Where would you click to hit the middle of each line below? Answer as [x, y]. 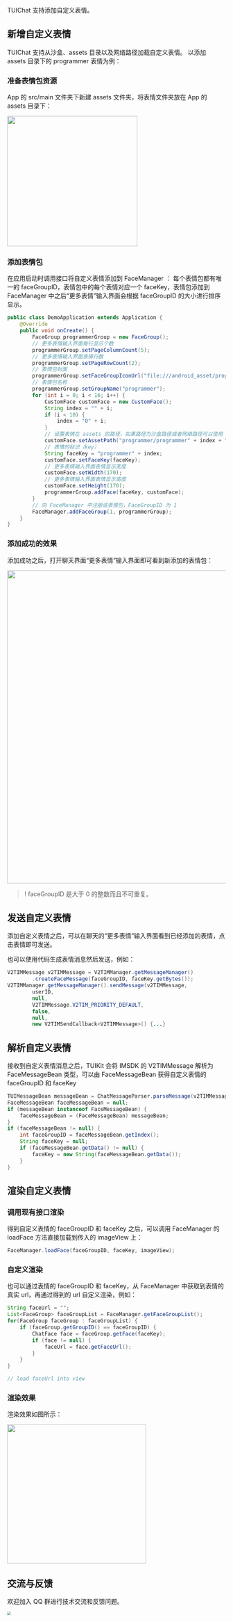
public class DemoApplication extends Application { [85, 318]
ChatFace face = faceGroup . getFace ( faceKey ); [99, 1333]
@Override [34, 324]
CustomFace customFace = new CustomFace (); [108, 402]
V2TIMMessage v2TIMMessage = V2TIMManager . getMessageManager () [101, 973]
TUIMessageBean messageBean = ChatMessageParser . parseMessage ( [101, 1096]
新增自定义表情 [39, 34]
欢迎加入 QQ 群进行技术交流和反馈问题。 [65, 1602]
